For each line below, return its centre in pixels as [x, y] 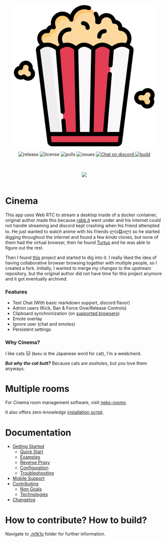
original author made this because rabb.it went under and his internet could [83, 220]
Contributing [25, 484]
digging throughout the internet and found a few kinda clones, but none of [82, 237]
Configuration [34, 468]
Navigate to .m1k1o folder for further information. [55, 534]
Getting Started [28, 447]
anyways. [15, 368]
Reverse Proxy [35, 462]
